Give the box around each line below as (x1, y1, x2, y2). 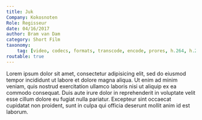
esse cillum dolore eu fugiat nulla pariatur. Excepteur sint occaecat (6, 95, 171, 103)
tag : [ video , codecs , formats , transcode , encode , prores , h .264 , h (17, 48, 192, 54)
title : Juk (6, 8, 34, 15)
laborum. (6, 108, 29, 115)
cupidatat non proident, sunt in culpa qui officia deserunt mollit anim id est (6, 101, 191, 109)
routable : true (6, 53, 44, 59)
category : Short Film (6, 37, 61, 43)
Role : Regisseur (6, 20, 47, 26)
